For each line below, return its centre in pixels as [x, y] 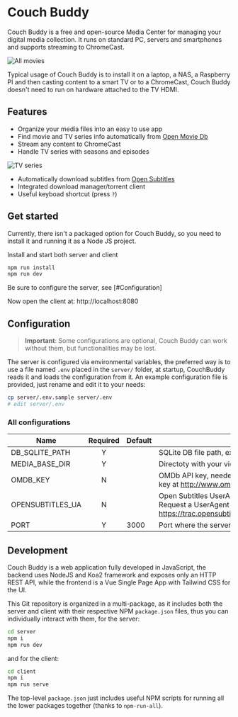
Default [139, 441]
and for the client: [33, 658]
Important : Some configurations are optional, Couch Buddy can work [126, 341]
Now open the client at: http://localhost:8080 [73, 301]
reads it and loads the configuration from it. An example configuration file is [118, 377]
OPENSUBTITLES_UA [46, 505]
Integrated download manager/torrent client [81, 186]
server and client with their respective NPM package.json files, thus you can [118, 611]
